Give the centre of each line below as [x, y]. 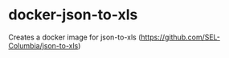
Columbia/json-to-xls [43, 45]
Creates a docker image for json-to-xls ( [75, 37]
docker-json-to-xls [73, 15]
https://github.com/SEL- [180, 37]
